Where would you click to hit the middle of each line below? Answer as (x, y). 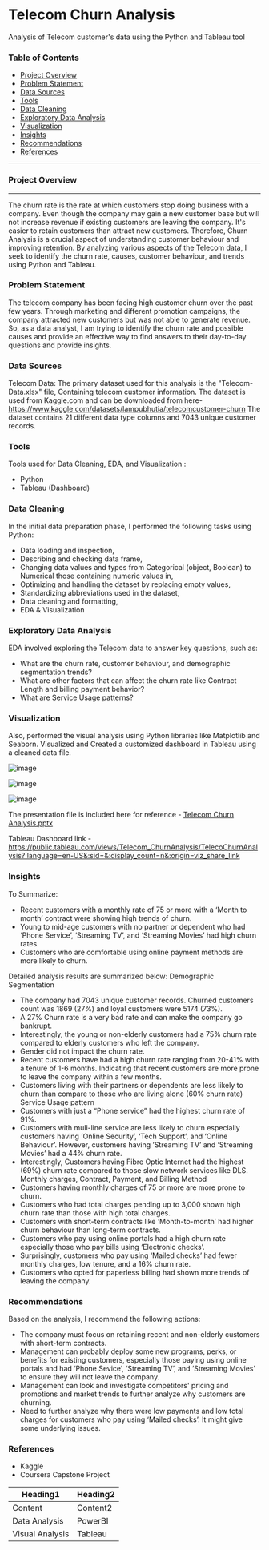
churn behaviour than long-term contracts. (90, 1230)
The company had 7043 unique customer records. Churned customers (137, 1000)
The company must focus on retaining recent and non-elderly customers (140, 1334)
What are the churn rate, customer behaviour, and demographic (125, 664)
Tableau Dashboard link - (50, 839)
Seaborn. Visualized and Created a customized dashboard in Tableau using (132, 744)
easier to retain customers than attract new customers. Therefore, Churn (128, 231)
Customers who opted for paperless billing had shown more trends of (134, 1272)
